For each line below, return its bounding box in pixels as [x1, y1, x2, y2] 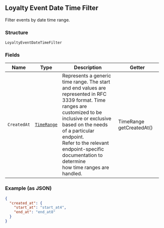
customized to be [62, 109, 102, 116]
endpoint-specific [62, 146, 104, 153]
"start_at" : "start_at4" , [14, 205, 67, 210]
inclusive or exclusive [62, 115, 111, 122]
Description [74, 64, 102, 71]
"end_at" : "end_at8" [14, 210, 56, 215]
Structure [5, 29, 28, 36]
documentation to [62, 152, 103, 159]
